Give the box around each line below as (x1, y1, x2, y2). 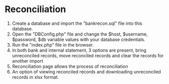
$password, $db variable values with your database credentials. (12, 36, 146, 43)
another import (12, 58, 43, 64)
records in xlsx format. (12, 74, 59, 80)
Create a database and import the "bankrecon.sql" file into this (12, 20, 142, 26)
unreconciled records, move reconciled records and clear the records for (12, 52, 164, 59)
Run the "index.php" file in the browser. (12, 41, 94, 48)
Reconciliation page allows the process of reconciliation (12, 63, 128, 69)
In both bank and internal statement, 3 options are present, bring (12, 47, 147, 53)
